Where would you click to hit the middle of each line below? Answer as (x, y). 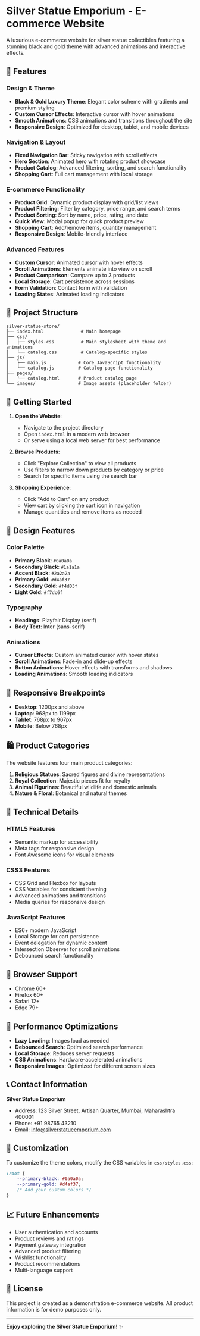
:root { (16, 1174)
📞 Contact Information (47, 1085)
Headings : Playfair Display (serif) (56, 621)
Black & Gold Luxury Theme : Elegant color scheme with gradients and (101, 101)
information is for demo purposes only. (54, 1309)
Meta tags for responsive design (54, 848)
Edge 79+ (27, 1008)
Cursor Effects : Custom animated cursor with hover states (87, 655)
